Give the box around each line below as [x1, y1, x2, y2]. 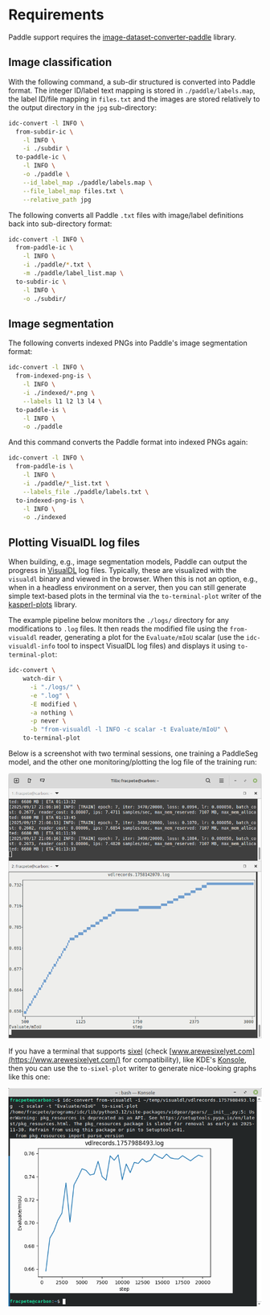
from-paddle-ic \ [15, 244, 74, 252]
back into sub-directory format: [8, 219, 112, 229]
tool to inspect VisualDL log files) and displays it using [57, 641, 236, 651]
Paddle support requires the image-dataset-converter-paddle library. [8, 32, 237, 42]
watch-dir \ [22, 674, 63, 682]
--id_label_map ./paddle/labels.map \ [22, 179, 153, 187]
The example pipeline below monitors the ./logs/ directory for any [8, 616, 229, 625]
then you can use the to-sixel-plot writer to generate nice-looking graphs [8, 1064, 257, 1074]
